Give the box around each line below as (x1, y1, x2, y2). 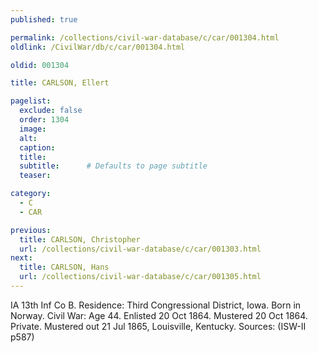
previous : (10, 225, 52, 235)
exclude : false (19, 106, 83, 116)
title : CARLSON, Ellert (10, 78, 110, 88)
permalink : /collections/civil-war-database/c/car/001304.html (10, 32, 280, 43)
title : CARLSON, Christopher (19, 234, 141, 245)
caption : (19, 142, 56, 153)
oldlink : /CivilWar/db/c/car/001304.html (10, 42, 186, 52)
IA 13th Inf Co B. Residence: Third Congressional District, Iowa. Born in (10, 299, 302, 311)
